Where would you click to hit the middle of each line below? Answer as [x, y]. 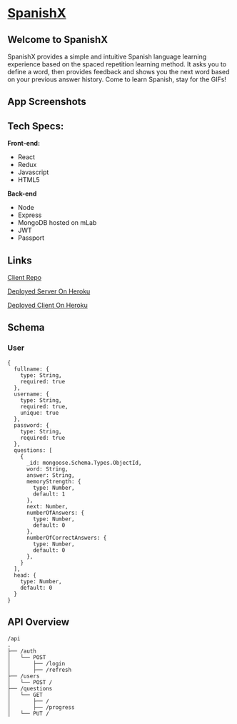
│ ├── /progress [41, 707]
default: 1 [49, 494]
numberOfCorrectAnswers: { [66, 538]
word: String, [47, 469]
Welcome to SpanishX [58, 40]
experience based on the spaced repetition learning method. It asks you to [117, 64]
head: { [25, 575]
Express [30, 215]
